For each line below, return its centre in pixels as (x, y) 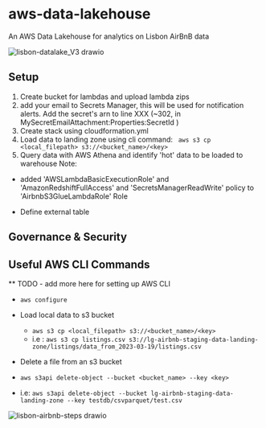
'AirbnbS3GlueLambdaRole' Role (74, 196)
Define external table (55, 212)
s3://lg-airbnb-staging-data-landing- (193, 340)
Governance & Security (68, 237)
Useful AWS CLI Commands (79, 264)
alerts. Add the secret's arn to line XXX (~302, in (100, 113)
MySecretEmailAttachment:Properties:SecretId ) (99, 122)
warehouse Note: (49, 163)
